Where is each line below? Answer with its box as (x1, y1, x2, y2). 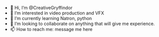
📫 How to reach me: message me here (10, 26, 93, 32)
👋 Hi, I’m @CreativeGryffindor (10, 5, 73, 10)
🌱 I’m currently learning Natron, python (10, 15, 92, 21)
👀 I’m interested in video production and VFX (10, 10, 104, 16)
